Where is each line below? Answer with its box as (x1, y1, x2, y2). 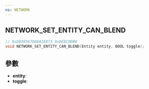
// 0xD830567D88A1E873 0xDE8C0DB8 (5, 39, 78, 44)
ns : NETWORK (5, 7, 30, 13)
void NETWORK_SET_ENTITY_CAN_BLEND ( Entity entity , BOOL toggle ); (5, 44, 144, 49)
